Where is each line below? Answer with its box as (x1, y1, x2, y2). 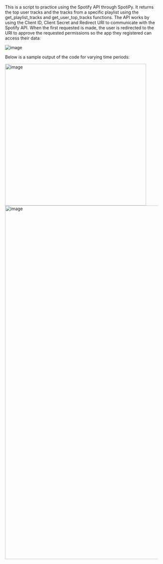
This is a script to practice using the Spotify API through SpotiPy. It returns (5, 4, 154, 10)
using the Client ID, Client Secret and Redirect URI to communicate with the (5, 19, 155, 25)
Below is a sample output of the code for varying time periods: (5, 54, 130, 60)
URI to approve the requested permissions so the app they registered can (5, 30, 152, 36)
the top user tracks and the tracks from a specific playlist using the (5, 9, 139, 15)
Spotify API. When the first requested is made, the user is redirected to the (5, 25, 154, 31)
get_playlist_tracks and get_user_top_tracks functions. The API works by (5, 15, 149, 20)
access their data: (5, 35, 41, 41)
